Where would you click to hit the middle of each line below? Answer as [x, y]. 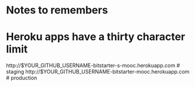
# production [22, 78]
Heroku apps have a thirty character [96, 37]
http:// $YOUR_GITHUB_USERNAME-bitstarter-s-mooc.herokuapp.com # [93, 65]
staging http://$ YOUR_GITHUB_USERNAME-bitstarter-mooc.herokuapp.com [98, 72]
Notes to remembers [57, 10]
